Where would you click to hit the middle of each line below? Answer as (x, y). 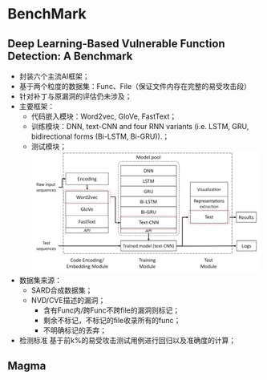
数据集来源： (40, 280)
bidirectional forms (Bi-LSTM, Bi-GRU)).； (100, 136)
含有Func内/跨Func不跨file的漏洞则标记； (111, 310)
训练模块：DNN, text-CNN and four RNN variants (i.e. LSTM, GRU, (140, 126)
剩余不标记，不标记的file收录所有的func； (112, 320)
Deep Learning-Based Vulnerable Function (116, 44)
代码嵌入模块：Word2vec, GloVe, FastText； (104, 116)
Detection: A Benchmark (70, 56)
